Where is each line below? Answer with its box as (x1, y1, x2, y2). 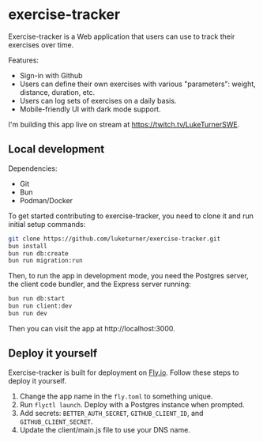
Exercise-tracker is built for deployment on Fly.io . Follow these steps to (8, 368, 239, 377)
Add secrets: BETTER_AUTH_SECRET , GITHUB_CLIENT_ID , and (19, 408, 204, 417)
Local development (8, 142, 105, 156)
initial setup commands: (8, 219, 86, 229)
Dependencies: (8, 164, 58, 173)
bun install (8, 242, 47, 250)
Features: (8, 55, 39, 65)
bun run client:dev (8, 302, 73, 310)
